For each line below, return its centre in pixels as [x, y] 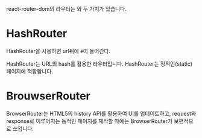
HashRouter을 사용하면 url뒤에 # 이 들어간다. [58, 51]
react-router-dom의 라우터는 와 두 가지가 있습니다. [66, 9]
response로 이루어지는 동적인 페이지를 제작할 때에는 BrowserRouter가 [90, 121]
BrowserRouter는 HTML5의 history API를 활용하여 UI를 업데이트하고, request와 [101, 113]
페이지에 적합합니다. [30, 71]
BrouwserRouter [48, 96]
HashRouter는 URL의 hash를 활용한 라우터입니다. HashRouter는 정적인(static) [99, 64]
